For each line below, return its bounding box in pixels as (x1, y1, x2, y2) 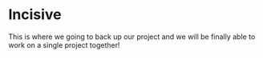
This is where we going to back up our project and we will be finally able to (8, 32, 256, 41)
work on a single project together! (8, 40, 120, 49)
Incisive (8, 6, 62, 24)
